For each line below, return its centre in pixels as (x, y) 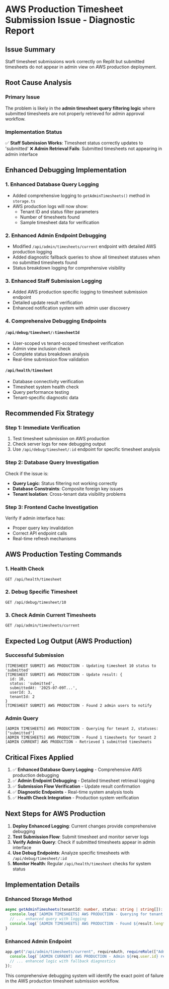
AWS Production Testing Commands (64, 555)
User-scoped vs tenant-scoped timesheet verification (68, 343)
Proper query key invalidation (43, 528)
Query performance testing (41, 392)
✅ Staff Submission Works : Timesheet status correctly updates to (74, 143)
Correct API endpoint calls (40, 533)
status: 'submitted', (32, 683)
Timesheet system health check (46, 387)
